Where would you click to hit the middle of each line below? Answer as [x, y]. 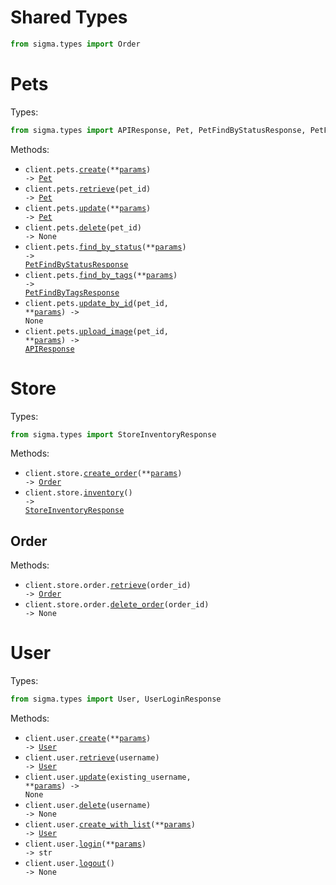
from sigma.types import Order [75, 44]
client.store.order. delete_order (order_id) [117, 605]
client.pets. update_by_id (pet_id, [96, 303]
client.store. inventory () [78, 493]
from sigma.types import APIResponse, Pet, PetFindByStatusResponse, [158, 130]
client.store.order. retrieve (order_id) [108, 586]
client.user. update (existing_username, [108, 777]
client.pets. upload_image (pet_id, [96, 331]
